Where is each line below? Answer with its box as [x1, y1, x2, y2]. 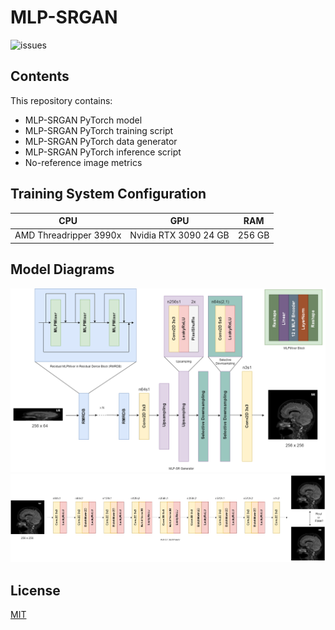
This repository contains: [10, 94, 113, 106]
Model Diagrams [10, 261, 115, 278]
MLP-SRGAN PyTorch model [24, 114, 143, 126]
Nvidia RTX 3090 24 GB [129, 229, 230, 241]
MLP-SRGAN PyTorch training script [24, 124, 174, 136]
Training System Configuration [10, 186, 207, 203]
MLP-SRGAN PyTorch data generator [24, 135, 178, 147]
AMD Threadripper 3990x [14, 229, 122, 241]
